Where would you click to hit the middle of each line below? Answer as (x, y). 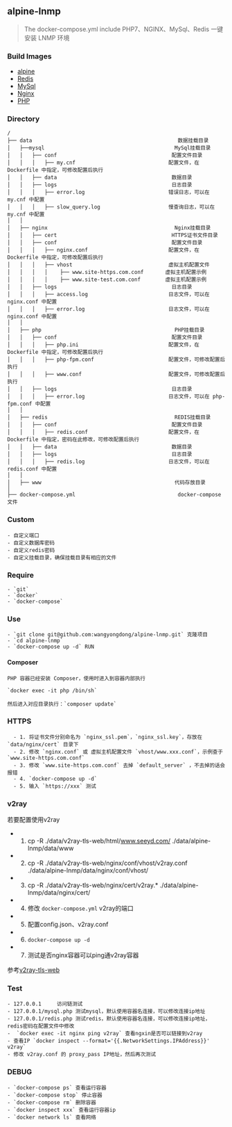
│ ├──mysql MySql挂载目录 (109, 148)
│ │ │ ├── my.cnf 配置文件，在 (103, 163)
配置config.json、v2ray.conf (68, 925)
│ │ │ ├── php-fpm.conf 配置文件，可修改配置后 (116, 360)
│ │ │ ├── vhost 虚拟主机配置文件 (108, 265)
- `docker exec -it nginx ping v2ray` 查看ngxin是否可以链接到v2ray (105, 1034)
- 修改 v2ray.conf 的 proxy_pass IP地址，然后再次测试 (82, 1055)
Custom (21, 519)
